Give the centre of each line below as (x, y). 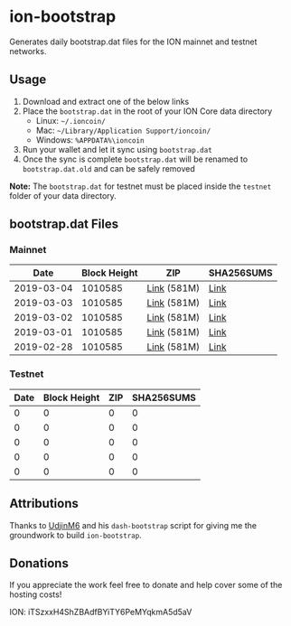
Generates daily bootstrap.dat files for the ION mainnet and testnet (133, 42)
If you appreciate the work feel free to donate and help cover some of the (146, 585)
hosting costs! (36, 594)
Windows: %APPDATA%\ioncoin (90, 140)
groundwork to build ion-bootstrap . (75, 535)
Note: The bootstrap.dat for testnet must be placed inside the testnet (141, 186)
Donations (39, 563)
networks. (28, 51)
